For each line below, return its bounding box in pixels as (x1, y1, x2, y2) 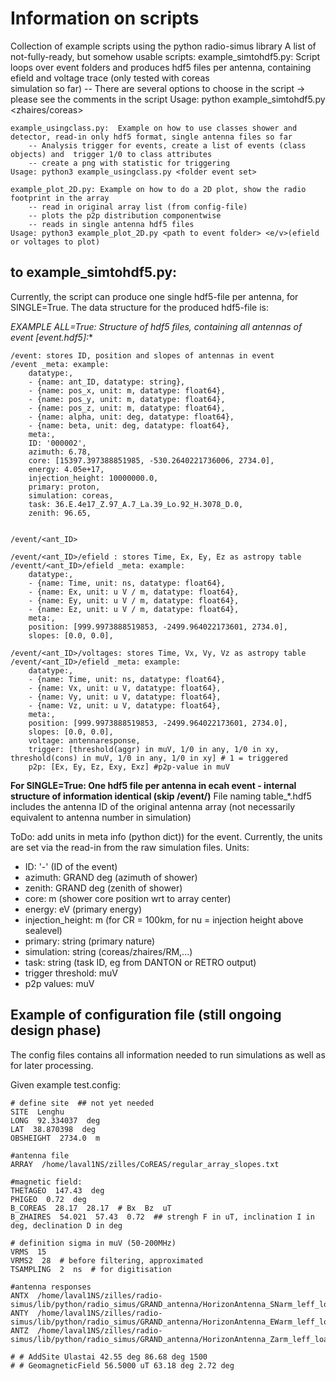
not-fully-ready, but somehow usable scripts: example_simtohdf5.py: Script (10, 50, 321, 62)
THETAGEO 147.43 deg (10, 1185, 105, 1196)
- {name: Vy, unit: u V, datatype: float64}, (28, 692, 222, 702)
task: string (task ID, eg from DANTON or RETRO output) (24, 956, 257, 968)
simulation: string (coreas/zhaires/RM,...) (24, 945, 193, 957)
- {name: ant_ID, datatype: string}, (28, 377, 186, 387)
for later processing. (10, 1059, 94, 1071)
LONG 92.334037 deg (10, 1115, 101, 1126)
